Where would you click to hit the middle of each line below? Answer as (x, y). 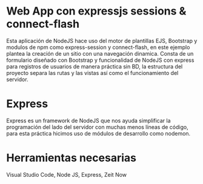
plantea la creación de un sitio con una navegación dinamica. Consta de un (100, 53)
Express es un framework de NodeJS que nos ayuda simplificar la (88, 120)
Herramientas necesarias (71, 158)
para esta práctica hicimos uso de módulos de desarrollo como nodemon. (98, 133)
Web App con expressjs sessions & (96, 11)
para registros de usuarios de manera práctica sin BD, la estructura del (95, 66)
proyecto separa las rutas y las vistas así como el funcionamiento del (92, 73)
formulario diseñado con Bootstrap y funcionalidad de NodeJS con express (100, 60)
